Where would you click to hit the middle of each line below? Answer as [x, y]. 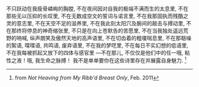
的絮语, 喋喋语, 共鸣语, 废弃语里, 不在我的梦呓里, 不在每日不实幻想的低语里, [97, 45]
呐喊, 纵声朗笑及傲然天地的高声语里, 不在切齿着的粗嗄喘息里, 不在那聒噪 [104, 38]
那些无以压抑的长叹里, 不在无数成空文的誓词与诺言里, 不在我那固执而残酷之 [97, 16]
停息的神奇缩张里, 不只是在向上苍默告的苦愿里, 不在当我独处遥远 [105, 31]
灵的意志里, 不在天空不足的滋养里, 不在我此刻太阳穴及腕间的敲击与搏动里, [95, 23]
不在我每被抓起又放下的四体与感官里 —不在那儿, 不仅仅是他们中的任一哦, [95, 53]
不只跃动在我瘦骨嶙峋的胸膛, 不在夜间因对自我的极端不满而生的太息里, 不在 [97, 9]
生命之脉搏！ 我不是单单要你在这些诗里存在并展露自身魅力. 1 [113, 60]
